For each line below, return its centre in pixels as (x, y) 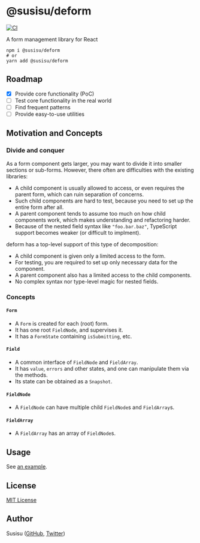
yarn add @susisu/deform (37, 61)
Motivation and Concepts (54, 133)
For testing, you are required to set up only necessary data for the (96, 262)
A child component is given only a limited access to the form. (90, 256)
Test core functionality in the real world (63, 100)
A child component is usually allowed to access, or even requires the (99, 188)
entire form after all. (39, 207)
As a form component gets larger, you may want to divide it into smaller (94, 163)
